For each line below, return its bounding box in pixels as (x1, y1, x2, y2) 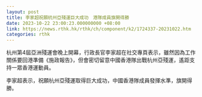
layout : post (6, 8, 39, 15)
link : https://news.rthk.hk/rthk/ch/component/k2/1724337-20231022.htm (6, 25, 191, 32)
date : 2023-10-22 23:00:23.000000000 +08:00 (6, 20, 121, 26)
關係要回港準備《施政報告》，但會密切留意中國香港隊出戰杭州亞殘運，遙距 (6, 56, 190, 64)
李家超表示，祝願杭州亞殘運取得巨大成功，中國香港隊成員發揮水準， (6, 77, 177, 84)
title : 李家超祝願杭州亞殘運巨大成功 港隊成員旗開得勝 (6, 15, 129, 21)
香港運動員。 (22, 64, 55, 72)
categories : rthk (6, 32, 50, 38)
